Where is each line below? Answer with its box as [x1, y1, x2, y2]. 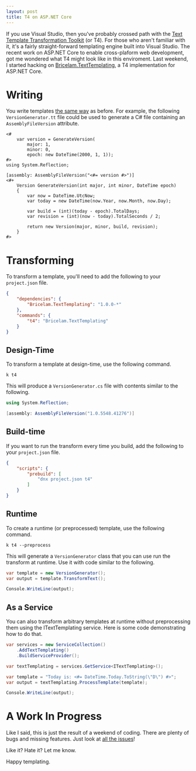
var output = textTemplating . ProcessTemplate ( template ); [6, 679, 148, 685]
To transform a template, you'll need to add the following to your [6, 273, 161, 280]
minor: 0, [27, 147, 51, 153]
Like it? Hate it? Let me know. [6, 747, 77, 754]
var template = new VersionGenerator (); [6, 570, 106, 576]
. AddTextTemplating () [16, 647, 69, 653]
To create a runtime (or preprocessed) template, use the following [6, 524, 165, 531]
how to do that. [6, 631, 43, 638]
